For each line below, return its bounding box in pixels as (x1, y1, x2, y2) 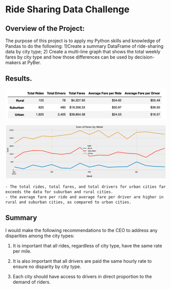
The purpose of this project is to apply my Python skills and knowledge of (5, 37, 161, 44)
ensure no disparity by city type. (12, 263, 81, 269)
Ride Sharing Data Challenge (5, 4, 130, 15)
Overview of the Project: (5, 24, 85, 33)
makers (5, 60, 22, 65)
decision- (134, 54, 155, 60)
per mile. (12, 248, 32, 254)
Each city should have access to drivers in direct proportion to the (12, 273, 152, 279)
